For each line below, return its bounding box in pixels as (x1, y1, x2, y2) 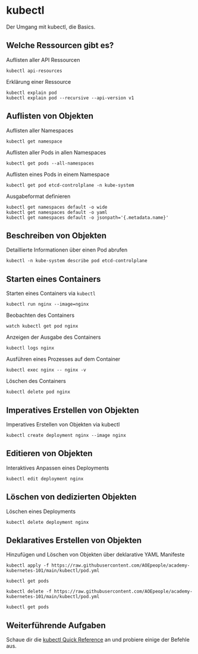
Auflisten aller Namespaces (6, 127, 74, 134)
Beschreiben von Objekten (6, 230, 107, 241)
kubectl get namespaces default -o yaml (6, 209, 108, 215)
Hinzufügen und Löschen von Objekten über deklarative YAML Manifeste (6, 551, 185, 558)
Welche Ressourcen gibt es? (6, 40, 114, 51)
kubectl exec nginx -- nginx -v (6, 367, 86, 373)
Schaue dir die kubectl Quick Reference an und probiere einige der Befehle (6, 636, 190, 643)
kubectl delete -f (6, 589, 52, 595)
